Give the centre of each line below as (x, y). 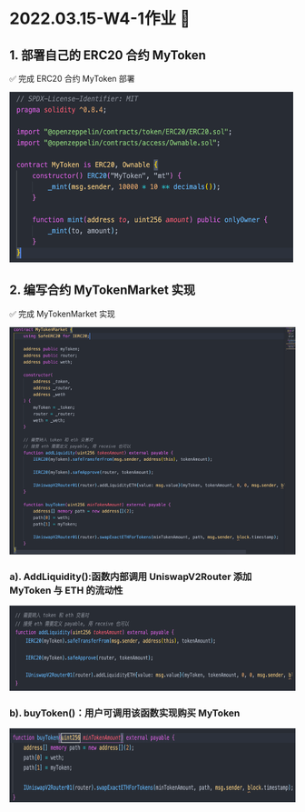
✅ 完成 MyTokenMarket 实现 (63, 314)
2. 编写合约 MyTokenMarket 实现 (103, 291)
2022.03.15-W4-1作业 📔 (100, 19)
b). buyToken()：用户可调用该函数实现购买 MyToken (125, 713)
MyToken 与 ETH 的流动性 (66, 590)
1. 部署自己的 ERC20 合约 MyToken (108, 55)
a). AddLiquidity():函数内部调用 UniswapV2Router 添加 (131, 576)
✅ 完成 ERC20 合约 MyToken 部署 (72, 79)
